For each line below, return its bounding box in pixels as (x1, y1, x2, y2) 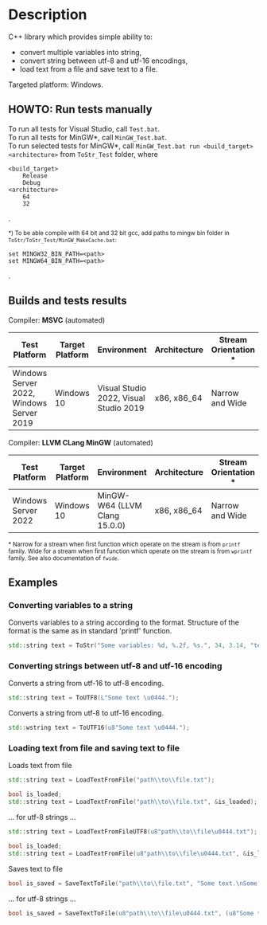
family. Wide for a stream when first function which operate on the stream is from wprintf (8, 547, 253, 555)
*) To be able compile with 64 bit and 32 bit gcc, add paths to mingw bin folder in (8, 229, 230, 237)
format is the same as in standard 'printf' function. (8, 626, 172, 636)
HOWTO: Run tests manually (8, 103, 153, 116)
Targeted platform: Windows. (8, 80, 103, 89)
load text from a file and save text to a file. (19, 64, 158, 73)
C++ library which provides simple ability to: (8, 32, 153, 41)
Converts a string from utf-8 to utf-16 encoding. (8, 708, 164, 718)
